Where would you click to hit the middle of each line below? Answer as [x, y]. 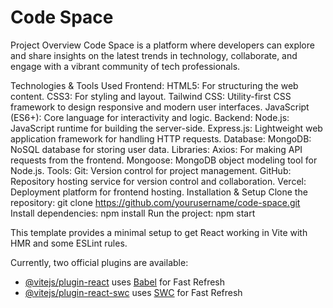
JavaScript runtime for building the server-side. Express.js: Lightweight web [166, 128]
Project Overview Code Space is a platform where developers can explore [162, 45]
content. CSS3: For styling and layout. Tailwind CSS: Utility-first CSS [151, 96]
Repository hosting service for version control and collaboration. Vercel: [158, 181]
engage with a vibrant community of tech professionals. [125, 66]
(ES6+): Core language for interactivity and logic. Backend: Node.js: [150, 117]
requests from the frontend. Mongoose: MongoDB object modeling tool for [164, 160]
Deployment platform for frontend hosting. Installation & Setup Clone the [159, 192]
